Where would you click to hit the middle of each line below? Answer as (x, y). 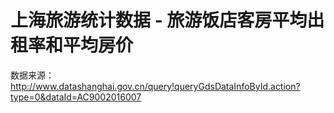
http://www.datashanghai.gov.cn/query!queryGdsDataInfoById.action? (155, 86)
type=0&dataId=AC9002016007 (76, 97)
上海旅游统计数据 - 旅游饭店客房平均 (159, 20)
